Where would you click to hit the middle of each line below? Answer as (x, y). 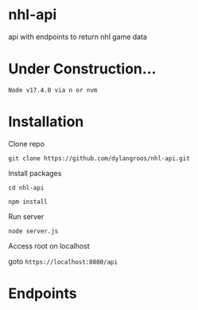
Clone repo (27, 143)
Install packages (35, 173)
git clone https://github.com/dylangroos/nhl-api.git (99, 158)
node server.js (33, 231)
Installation (46, 122)
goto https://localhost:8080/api (63, 261)
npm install (28, 202)
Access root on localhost (49, 245)
